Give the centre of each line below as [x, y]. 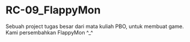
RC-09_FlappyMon [53, 10]
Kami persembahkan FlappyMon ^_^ [49, 32]
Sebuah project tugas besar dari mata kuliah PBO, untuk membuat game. [95, 26]
